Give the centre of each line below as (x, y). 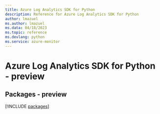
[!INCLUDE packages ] (27, 106)
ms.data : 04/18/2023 (26, 28)
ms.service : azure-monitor (33, 42)
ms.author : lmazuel (25, 23)
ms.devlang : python (25, 37)
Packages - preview (36, 95)
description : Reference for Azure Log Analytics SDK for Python (72, 14)
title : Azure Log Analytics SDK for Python (50, 10)
